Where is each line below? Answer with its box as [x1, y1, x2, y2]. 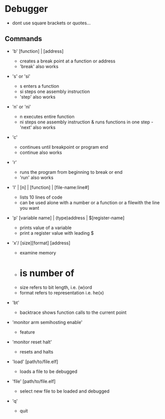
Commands [5, 35, 43, 43]
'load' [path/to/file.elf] [12, 359, 58, 365]
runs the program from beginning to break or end [19, 169, 123, 175]
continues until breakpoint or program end [19, 144, 109, 150]
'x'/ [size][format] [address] [12, 240, 71, 246]
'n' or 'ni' [12, 104, 31, 110]
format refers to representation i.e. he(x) [19, 289, 105, 296]
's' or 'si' [12, 73, 31, 79]
